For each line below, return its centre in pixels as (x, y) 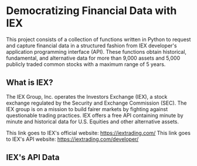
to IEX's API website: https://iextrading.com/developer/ (72, 139)
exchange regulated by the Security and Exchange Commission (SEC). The (96, 103)
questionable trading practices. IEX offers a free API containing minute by (95, 115)
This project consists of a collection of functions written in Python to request (98, 39)
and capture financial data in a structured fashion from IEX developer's (91, 46)
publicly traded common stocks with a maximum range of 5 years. (86, 64)
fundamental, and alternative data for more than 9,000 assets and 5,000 (93, 58)
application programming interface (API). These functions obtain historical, (96, 51)
